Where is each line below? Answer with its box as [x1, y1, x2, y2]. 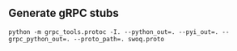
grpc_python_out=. [8, 35, 70, 43]
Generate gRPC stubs [8, 6, 119, 20]
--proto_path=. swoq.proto [73, 35, 164, 43]
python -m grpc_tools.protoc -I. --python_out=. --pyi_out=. [8, 28, 219, 36]
